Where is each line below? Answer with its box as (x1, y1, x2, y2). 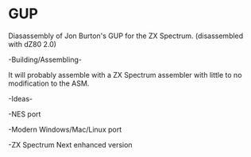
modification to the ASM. (8, 78, 90, 88)
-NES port (8, 109, 41, 119)
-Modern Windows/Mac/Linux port (8, 124, 122, 134)
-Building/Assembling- (8, 55, 82, 64)
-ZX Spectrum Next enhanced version (8, 140, 133, 149)
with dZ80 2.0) (8, 39, 57, 48)
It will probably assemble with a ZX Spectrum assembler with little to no (8, 70, 242, 79)
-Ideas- (8, 94, 33, 103)
